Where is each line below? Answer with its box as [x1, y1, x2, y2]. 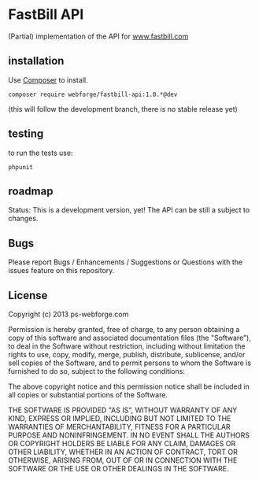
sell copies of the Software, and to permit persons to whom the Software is [8, 358, 252, 367]
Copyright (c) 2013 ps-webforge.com [8, 309, 129, 319]
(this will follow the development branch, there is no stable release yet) [8, 104, 238, 113]
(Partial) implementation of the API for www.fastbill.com [8, 31, 189, 41]
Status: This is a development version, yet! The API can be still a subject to [8, 205, 250, 215]
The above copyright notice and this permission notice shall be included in [8, 382, 250, 391]
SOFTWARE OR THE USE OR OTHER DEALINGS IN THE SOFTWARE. [8, 464, 229, 473]
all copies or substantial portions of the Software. [8, 390, 168, 399]
